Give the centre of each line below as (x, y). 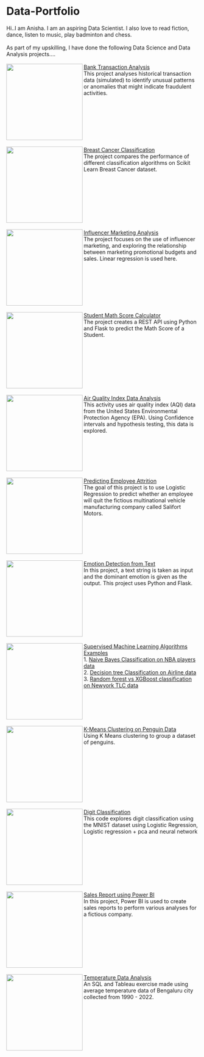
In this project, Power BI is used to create (135, 901)
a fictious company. (108, 914)
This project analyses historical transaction (138, 73)
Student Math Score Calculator (122, 315)
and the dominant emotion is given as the (135, 576)
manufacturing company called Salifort (132, 507)
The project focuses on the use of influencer (140, 239)
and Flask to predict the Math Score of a (134, 328)
